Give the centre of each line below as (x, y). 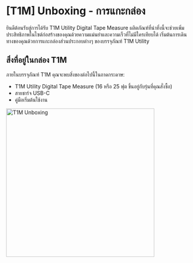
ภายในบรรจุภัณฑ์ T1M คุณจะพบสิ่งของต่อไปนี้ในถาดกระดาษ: (65, 74)
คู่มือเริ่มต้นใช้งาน (31, 100)
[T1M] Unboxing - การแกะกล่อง (76, 11)
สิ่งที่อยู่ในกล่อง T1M (36, 60)
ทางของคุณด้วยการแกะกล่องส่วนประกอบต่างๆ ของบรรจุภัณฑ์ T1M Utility (78, 41)
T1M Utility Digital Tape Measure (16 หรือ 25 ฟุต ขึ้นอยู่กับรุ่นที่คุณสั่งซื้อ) (94, 86)
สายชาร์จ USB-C (32, 93)
